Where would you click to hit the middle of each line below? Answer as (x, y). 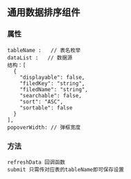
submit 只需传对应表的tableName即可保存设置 (66, 169)
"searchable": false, (51, 95)
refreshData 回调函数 (36, 162)
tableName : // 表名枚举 (44, 50)
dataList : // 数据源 (40, 58)
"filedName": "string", (54, 89)
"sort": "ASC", (42, 102)
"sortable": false (46, 108)
